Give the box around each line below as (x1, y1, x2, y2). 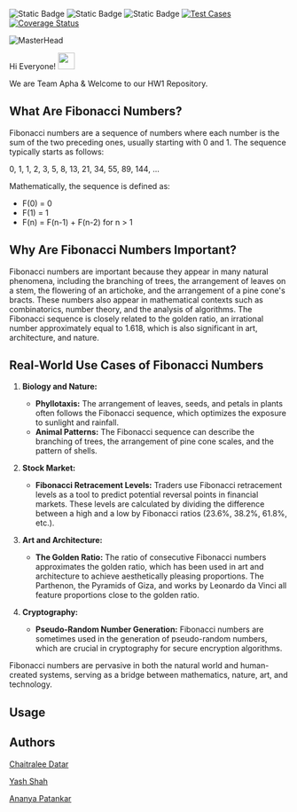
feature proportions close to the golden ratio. (35, 590, 199, 601)
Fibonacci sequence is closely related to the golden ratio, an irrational (9, 313, 264, 324)
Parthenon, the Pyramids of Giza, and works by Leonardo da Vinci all (35, 580, 287, 591)
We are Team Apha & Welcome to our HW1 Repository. (9, 78, 208, 89)
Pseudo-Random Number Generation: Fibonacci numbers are (35, 624, 264, 635)
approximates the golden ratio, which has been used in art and (35, 562, 264, 572)
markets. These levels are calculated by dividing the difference (35, 499, 265, 509)
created (9, 670, 38, 681)
